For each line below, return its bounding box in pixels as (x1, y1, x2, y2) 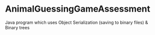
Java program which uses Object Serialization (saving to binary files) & (5, 19, 148, 25)
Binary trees (5, 24, 30, 30)
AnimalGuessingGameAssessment (5, 3, 151, 15)
